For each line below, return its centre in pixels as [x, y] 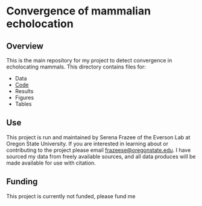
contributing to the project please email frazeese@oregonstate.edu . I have [99, 150]
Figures [24, 98]
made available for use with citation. [51, 163]
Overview [25, 46]
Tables [23, 104]
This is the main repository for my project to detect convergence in [89, 60]
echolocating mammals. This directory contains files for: [76, 67]
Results [24, 91]
